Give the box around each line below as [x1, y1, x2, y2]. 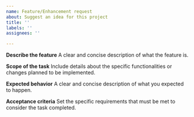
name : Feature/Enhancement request [6, 8, 93, 15]
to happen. [6, 87, 32, 94]
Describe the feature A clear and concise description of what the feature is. [6, 51, 189, 58]
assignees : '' [6, 30, 41, 36]
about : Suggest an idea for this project [6, 14, 108, 20]
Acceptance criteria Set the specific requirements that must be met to [6, 98, 176, 105]
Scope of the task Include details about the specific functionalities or [6, 63, 172, 70]
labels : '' [6, 25, 33, 31]
